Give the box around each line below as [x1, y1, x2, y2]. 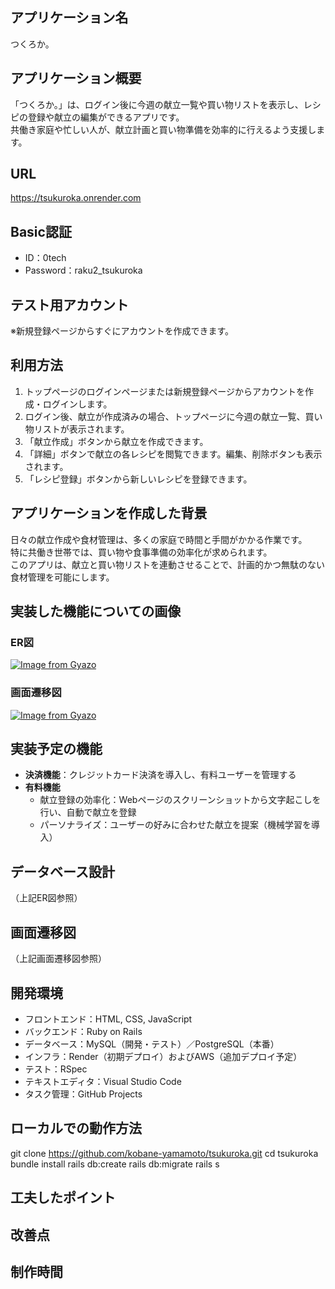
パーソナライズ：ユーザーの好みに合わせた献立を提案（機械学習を [39, 819, 312, 831]
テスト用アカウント [10, 296, 129, 313]
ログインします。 [42, 398, 113, 410]
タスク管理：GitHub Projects [24, 1088, 143, 1100]
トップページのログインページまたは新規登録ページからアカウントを [24, 385, 305, 397]
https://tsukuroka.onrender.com [10, 192, 142, 204]
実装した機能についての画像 [10, 603, 182, 620]
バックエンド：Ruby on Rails [24, 1025, 143, 1037]
